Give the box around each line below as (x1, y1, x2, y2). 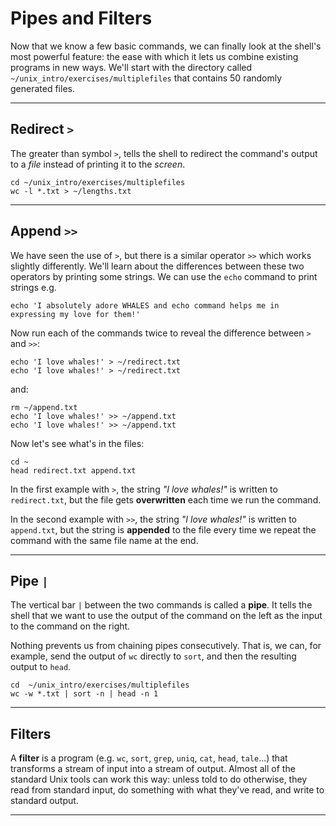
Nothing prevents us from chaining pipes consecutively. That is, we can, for (10, 640, 322, 652)
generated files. (10, 82, 75, 94)
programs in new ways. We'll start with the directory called (10, 61, 253, 73)
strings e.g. (10, 281, 57, 293)
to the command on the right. (10, 620, 131, 632)
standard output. (10, 795, 79, 807)
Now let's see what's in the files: (10, 437, 145, 449)
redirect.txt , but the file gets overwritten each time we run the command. (10, 493, 322, 506)
